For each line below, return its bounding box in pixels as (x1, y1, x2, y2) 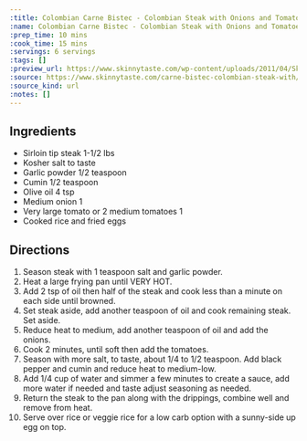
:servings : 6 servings (9, 47, 96, 57)
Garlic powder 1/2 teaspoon (22, 167, 128, 178)
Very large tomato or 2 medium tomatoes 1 (22, 206, 183, 217)
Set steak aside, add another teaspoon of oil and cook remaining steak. (22, 305, 291, 316)
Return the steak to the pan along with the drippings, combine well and (22, 393, 290, 404)
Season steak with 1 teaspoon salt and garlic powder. (22, 267, 224, 278)
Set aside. (22, 315, 61, 326)
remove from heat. (22, 403, 93, 414)
